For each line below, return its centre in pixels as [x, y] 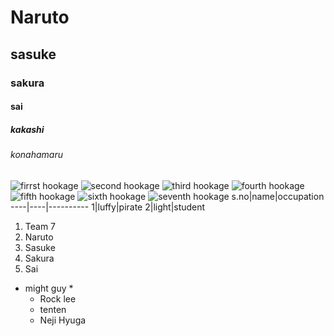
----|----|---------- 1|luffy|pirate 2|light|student [108, 207]
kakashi [27, 129]
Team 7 [40, 226]
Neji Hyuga [63, 320]
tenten [53, 309]
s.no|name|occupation [278, 196]
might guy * [49, 288]
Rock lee [58, 298]
